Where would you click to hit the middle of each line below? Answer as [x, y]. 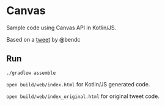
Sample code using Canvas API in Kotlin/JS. [61, 28]
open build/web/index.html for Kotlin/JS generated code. [78, 84]
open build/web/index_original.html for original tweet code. [83, 96]
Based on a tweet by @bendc [43, 39]
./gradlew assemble [31, 73]
